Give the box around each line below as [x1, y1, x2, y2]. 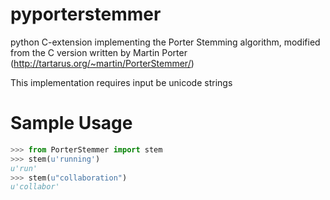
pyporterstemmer [10, 3, 162, 26]
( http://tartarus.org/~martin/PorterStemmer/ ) [10, 57, 195, 69]
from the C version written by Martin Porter [10, 46, 188, 58]
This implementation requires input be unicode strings [10, 76, 233, 88]
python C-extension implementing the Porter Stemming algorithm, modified [10, 36, 321, 48]
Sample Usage [10, 112, 133, 135]
